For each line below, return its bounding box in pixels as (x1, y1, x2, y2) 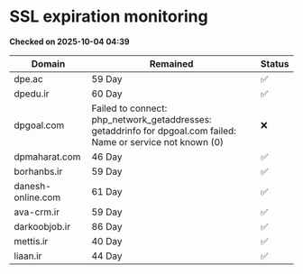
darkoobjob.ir (14, 220, 70, 233)
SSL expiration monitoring (9, 6, 209, 27)
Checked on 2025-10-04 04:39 (9, 36, 130, 47)
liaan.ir (14, 250, 42, 262)
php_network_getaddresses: (91, 113, 212, 125)
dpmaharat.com (14, 151, 81, 163)
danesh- (14, 179, 51, 192)
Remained (149, 57, 194, 69)
